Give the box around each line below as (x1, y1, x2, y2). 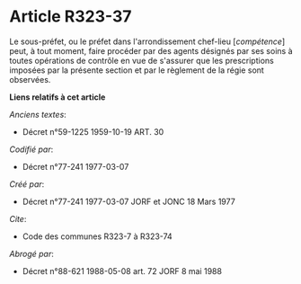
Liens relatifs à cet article (9, 92, 106, 102)
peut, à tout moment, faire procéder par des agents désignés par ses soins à (9, 45, 294, 56)
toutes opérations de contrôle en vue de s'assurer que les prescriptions (9, 55, 274, 66)
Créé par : (9, 178, 45, 190)
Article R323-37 (9, 6, 132, 27)
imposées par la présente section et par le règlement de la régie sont (9, 65, 265, 75)
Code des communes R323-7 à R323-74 (22, 231, 173, 242)
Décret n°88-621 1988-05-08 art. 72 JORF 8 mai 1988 (22, 265, 223, 276)
